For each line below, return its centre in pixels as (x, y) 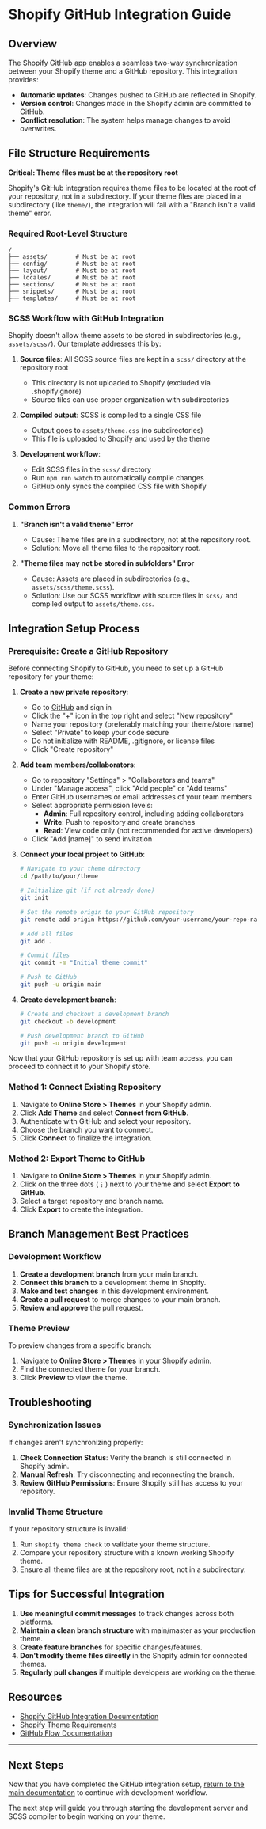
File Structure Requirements (79, 153)
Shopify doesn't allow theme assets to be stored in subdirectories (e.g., (125, 336)
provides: (24, 80)
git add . (36, 941)
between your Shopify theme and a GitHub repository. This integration (123, 71)
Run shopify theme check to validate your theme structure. (115, 1544)
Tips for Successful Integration (86, 1594)
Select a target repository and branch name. (92, 1201)
